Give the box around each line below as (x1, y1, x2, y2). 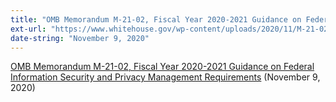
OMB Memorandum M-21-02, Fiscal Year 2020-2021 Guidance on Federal (10, 61, 315, 73)
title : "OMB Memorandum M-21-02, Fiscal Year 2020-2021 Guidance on (10, 14, 302, 25)
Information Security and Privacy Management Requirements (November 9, (10, 71, 321, 83)
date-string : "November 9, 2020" (10, 33, 150, 43)
